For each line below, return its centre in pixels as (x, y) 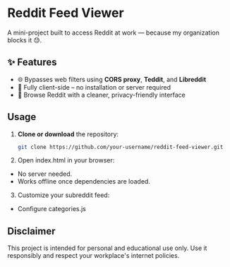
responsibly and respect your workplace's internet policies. (93, 256)
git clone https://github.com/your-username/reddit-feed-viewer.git (120, 147)
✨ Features (32, 63)
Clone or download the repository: (68, 134)
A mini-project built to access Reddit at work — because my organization (114, 32)
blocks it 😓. (25, 40)
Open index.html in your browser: (66, 160)
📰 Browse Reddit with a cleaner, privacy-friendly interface (101, 95)
